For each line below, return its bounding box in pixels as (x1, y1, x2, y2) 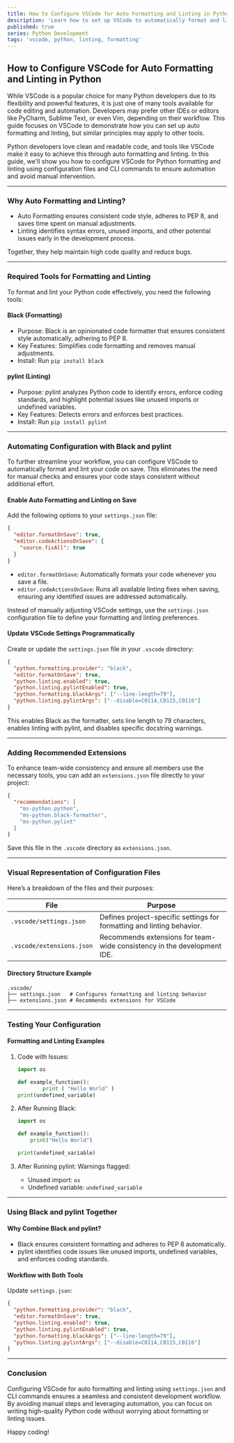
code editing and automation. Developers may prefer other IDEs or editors (7, 106, 219, 115)
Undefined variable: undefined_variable (27, 1183, 143, 1191)
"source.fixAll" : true (19, 545, 86, 552)
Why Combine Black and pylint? (7, 1224, 102, 1233)
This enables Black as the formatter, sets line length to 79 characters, (7, 716, 206, 724)
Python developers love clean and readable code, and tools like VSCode (7, 142, 214, 150)
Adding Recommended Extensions (7, 747, 127, 757)
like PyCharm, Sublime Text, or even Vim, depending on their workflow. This (7, 113, 225, 122)
